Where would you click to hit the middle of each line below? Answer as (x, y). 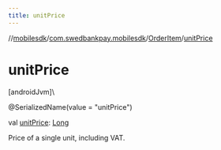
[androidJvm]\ (32, 92)
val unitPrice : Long (39, 122)
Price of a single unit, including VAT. (67, 137)
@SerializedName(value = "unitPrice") (70, 107)
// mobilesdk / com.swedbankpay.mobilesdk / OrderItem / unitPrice (110, 38)
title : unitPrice (37, 15)
